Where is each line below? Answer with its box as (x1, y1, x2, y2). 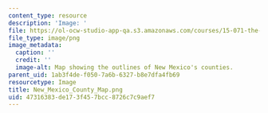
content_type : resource (8, 11, 88, 20)
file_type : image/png (8, 33, 81, 42)
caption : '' (15, 49, 56, 56)
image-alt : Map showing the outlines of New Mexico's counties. (15, 64, 234, 72)
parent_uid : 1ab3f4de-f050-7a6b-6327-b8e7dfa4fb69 (8, 71, 180, 79)
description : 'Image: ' (8, 19, 88, 27)
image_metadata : (8, 41, 62, 49)
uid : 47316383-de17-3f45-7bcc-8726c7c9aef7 (8, 93, 156, 101)
